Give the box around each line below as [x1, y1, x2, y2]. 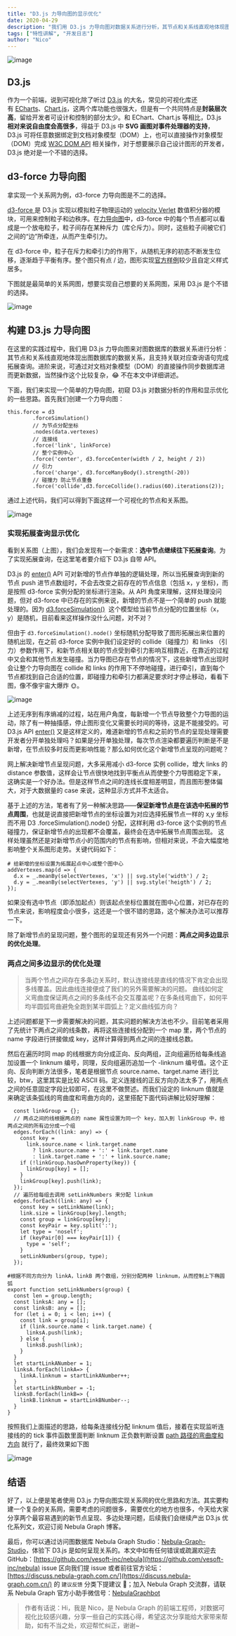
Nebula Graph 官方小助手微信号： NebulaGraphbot [15, 1588, 160, 1597]
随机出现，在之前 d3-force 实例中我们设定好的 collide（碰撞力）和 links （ [7, 637, 222, 646]
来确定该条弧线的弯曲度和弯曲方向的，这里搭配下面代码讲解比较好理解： [7, 1094, 216, 1102]
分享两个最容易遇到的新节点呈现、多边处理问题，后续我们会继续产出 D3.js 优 [7, 1513, 229, 1522]
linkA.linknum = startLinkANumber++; [20, 1373, 131, 1380]
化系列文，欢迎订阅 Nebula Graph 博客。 [7, 1522, 125, 1531]
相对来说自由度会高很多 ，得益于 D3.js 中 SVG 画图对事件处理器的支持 [7, 122, 208, 130]
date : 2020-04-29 [7, 17, 58, 24]
